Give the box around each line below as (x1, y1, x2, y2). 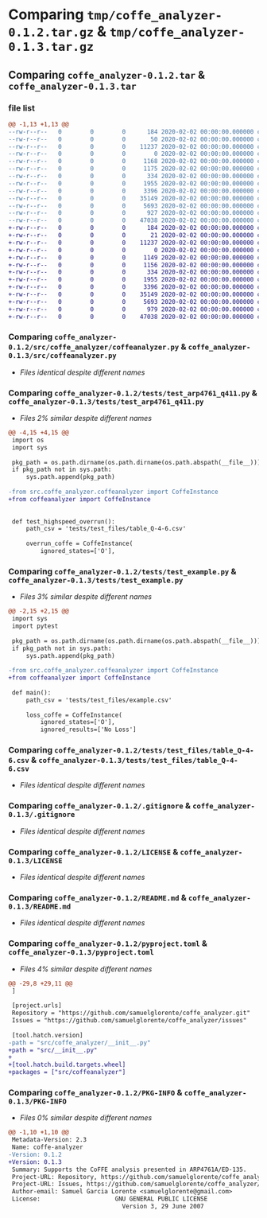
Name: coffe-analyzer (11, 1143, 83, 1151)
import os (11, 436, 44, 444)
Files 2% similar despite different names (19, 414, 153, 423)
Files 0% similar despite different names (19, 1113, 153, 1123)
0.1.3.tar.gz (8, 40, 94, 55)
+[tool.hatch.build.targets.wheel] (8, 1060, 126, 1069)
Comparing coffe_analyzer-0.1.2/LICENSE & (8, 846, 179, 857)
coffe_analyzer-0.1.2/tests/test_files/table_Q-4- (54, 746, 254, 755)
